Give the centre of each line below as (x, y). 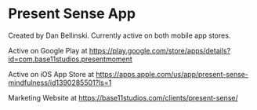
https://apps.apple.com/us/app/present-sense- (172, 74)
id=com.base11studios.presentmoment (71, 59)
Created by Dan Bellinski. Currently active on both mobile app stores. (119, 35)
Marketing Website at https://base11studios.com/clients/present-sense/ (123, 97)
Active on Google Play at (48, 50)
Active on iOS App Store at (51, 74)
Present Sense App (72, 14)
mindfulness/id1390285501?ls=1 (60, 82)
